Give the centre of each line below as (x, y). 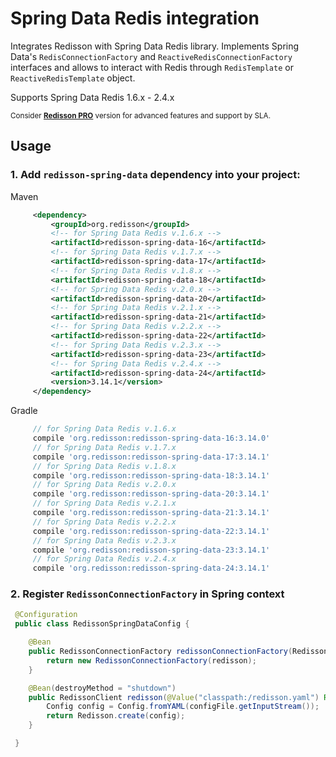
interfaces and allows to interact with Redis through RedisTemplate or (152, 67)
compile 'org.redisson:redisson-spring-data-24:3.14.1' (151, 568)
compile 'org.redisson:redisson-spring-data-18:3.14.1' (151, 475)
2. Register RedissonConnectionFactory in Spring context (147, 594)
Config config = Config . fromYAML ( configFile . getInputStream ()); (183, 707)
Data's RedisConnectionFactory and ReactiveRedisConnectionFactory (151, 56)
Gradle (24, 411)
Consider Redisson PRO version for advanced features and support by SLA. (141, 115)
